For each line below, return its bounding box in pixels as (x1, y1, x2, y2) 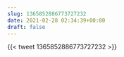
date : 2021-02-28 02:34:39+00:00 (7, 17, 106, 24)
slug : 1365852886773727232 (7, 10, 87, 18)
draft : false (7, 23, 46, 30)
